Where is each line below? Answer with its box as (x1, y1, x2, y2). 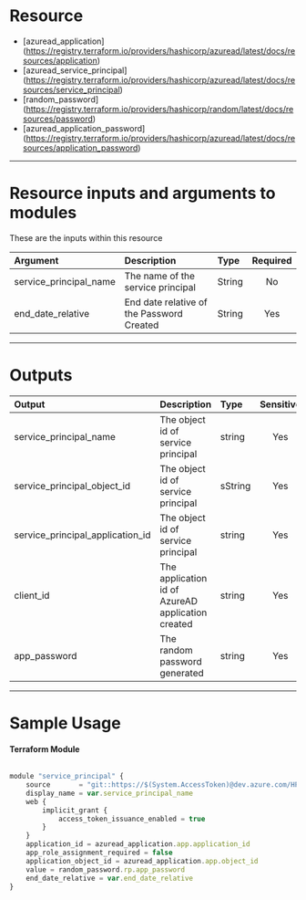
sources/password (22, 113, 94, 124)
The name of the (124, 269, 196, 282)
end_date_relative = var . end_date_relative (25, 874, 194, 883)
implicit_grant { (42, 805, 107, 815)
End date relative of (124, 296, 208, 309)
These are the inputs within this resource (9, 232, 163, 243)
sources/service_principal (22, 84, 120, 95)
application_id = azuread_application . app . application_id (25, 840, 250, 849)
